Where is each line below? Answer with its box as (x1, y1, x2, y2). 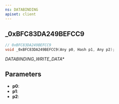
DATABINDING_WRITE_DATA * (5, 56, 65, 62)
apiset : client (5, 12, 36, 17)
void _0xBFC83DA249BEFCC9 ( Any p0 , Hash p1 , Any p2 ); (5, 47, 115, 52)
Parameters (5, 70, 42, 79)
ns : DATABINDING (5, 7, 38, 12)
